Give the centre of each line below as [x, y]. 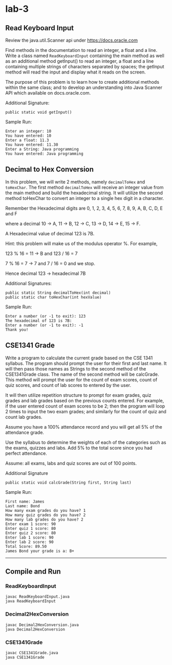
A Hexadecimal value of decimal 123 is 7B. [50, 233]
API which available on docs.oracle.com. [48, 93]
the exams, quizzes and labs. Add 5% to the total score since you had [79, 448]
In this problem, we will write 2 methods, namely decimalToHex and [75, 182]
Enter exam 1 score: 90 [31, 524]
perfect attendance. [26, 453]
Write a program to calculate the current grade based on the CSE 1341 [79, 358]
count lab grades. [24, 417]
